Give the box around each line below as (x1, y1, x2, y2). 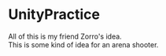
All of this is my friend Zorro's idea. (8, 32, 122, 41)
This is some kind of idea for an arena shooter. (8, 39, 159, 49)
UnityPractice (8, 6, 101, 24)
